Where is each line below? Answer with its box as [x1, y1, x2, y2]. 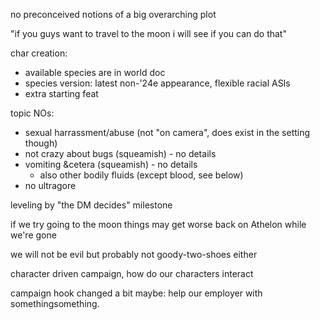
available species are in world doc [24, 67, 166, 78]
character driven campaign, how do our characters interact [10, 268, 254, 279]
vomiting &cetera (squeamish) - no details [24, 159, 198, 170]
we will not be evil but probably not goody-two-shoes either [10, 249, 258, 260]
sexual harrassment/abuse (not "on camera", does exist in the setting [24, 127, 311, 138]
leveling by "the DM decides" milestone [10, 199, 173, 211]
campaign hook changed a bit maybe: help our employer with [10, 287, 263, 299]
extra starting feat [24, 88, 99, 99]
